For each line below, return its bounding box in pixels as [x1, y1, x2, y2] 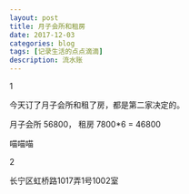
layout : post [9, 13, 59, 23]
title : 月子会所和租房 [9, 22, 86, 31]
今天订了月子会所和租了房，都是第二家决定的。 [9, 99, 184, 110]
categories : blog [9, 38, 75, 48]
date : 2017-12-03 [9, 30, 75, 39]
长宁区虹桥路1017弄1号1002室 [9, 175, 119, 186]
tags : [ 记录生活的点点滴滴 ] [9, 47, 104, 56]
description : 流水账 [9, 56, 84, 65]
